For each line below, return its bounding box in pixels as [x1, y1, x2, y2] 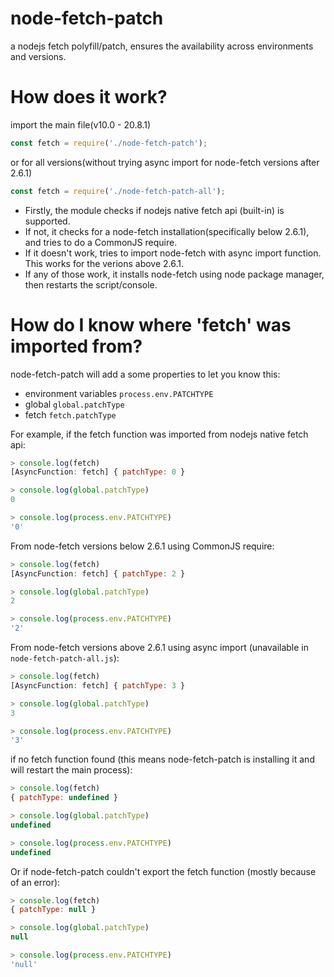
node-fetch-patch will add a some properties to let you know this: [10, 368, 281, 380]
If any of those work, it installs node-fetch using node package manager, [24, 268, 325, 280]
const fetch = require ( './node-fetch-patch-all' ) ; [10, 186, 226, 196]
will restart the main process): [10, 764, 133, 776]
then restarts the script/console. [24, 278, 158, 291]
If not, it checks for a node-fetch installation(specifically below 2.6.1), [24, 225, 310, 237]
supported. [24, 215, 71, 227]
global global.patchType [24, 398, 125, 410]
